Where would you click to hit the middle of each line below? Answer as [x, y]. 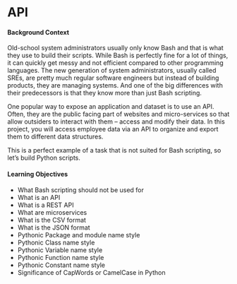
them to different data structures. [55, 137]
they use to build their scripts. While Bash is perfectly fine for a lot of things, [118, 55]
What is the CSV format [52, 220]
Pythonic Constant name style [61, 265]
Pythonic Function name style [61, 257]
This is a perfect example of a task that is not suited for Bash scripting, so [114, 150]
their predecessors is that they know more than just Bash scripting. [105, 93]
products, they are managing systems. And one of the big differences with [115, 85]
